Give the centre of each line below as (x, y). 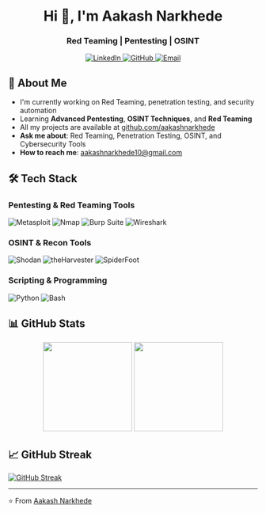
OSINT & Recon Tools (50, 242)
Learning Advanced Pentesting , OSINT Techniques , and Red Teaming (136, 119)
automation (38, 111)
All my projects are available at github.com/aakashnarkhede (117, 127)
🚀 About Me (38, 83)
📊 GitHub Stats (47, 323)
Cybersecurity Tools (53, 144)
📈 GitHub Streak (50, 454)
